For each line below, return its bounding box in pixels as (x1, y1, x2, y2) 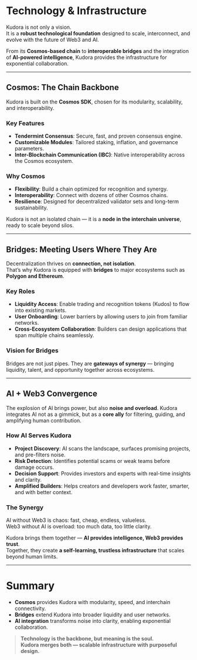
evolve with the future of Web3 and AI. (6, 36, 100, 43)
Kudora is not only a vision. (6, 24, 72, 31)
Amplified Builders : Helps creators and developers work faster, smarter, (14, 482, 190, 489)
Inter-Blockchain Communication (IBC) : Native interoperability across (14, 151, 185, 158)
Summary (6, 579, 55, 592)
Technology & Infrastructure (6, 4, 147, 18)
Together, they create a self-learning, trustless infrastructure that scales (6, 547, 185, 554)
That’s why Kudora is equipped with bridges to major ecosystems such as (6, 266, 185, 274)
